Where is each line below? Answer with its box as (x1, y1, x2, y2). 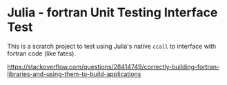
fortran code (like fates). (7, 49, 76, 58)
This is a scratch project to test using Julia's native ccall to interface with (7, 42, 217, 50)
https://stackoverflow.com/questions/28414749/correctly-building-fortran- (7, 62, 219, 71)
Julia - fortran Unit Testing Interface (7, 5, 218, 21)
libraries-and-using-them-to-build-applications (7, 70, 141, 78)
